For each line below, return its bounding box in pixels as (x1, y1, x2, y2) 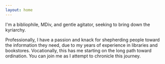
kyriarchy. (5, 26, 26, 33)
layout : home (5, 7, 33, 13)
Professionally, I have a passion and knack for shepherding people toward (5, 37, 160, 43)
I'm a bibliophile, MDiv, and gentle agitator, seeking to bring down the (5, 21, 151, 27)
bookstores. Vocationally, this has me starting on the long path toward (5, 47, 152, 53)
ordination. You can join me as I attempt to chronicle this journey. (5, 53, 141, 59)
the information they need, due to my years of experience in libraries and (5, 42, 158, 48)
